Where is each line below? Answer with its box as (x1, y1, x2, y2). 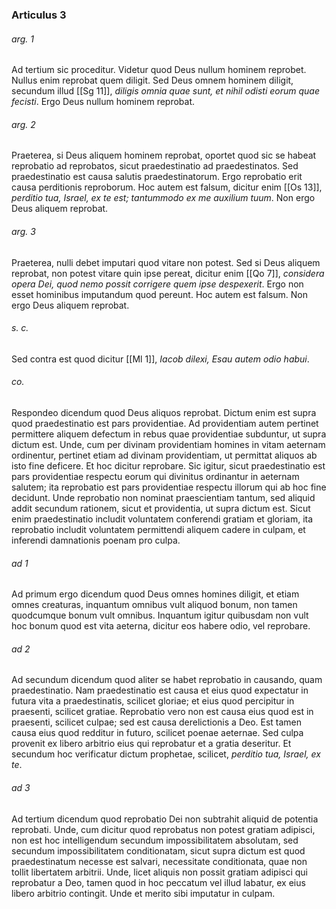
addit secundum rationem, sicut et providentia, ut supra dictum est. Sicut (11, 502, 311, 514)
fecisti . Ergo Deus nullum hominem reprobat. (11, 96, 196, 108)
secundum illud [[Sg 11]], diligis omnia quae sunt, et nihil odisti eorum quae (11, 85, 321, 97)
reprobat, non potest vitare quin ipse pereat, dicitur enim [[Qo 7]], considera (11, 267, 325, 279)
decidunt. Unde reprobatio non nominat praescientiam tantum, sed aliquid (11, 491, 316, 503)
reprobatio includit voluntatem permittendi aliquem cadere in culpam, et (11, 523, 306, 535)
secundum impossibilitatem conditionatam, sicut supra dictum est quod (11, 844, 306, 857)
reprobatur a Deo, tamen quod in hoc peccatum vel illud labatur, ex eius (11, 876, 306, 888)
